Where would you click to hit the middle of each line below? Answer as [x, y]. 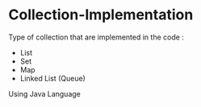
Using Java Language [44, 93]
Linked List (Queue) [53, 78]
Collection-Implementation [101, 15]
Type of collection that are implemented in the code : [96, 37]
